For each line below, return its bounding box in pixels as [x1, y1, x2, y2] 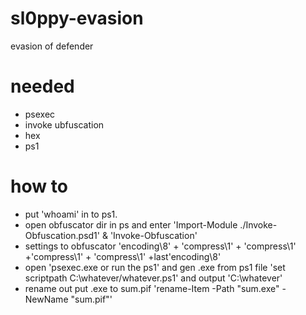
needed [10, 75, 75, 98]
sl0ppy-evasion [10, 7, 144, 30]
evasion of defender [10, 40, 94, 52]
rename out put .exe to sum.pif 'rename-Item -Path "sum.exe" [24, 282, 280, 294]
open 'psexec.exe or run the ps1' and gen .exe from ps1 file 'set [24, 261, 286, 273]
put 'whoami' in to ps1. [24, 208, 118, 220]
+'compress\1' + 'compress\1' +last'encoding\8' [24, 250, 222, 262]
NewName [24, 293, 69, 305]
